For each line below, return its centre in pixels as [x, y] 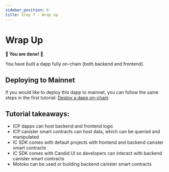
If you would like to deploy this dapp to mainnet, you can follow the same [82, 92]
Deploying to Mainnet [40, 80]
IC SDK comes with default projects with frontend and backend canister [88, 142]
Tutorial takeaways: [38, 114]
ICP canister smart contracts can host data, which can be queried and [86, 132]
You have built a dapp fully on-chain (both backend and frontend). [75, 64]
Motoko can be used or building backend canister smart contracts [82, 164]
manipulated [26, 137]
